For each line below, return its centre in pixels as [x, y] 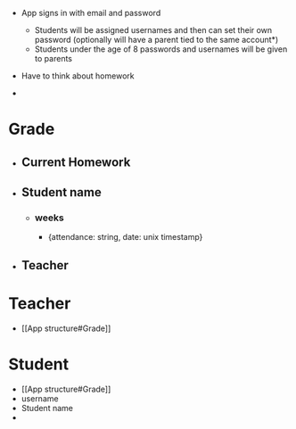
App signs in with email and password [91, 13]
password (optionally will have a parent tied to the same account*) [156, 40]
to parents [53, 58]
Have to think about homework [78, 76]
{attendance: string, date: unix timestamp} [125, 237]
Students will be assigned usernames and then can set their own [153, 30]
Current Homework [76, 162]
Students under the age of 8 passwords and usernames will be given [161, 49]
